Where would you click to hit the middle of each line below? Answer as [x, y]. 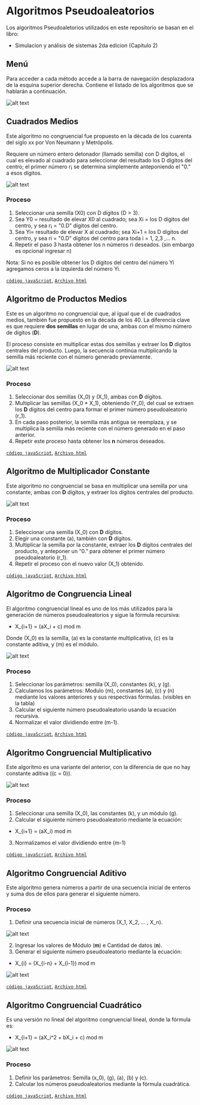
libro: [13, 33]
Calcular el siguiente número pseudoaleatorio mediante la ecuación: [99, 820]
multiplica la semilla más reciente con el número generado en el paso [100, 428]
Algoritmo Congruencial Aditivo [67, 873]
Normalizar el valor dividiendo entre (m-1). [67, 723]
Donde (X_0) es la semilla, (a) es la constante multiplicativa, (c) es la [90, 638]
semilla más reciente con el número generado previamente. [79, 357]
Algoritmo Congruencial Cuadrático [74, 1005]
